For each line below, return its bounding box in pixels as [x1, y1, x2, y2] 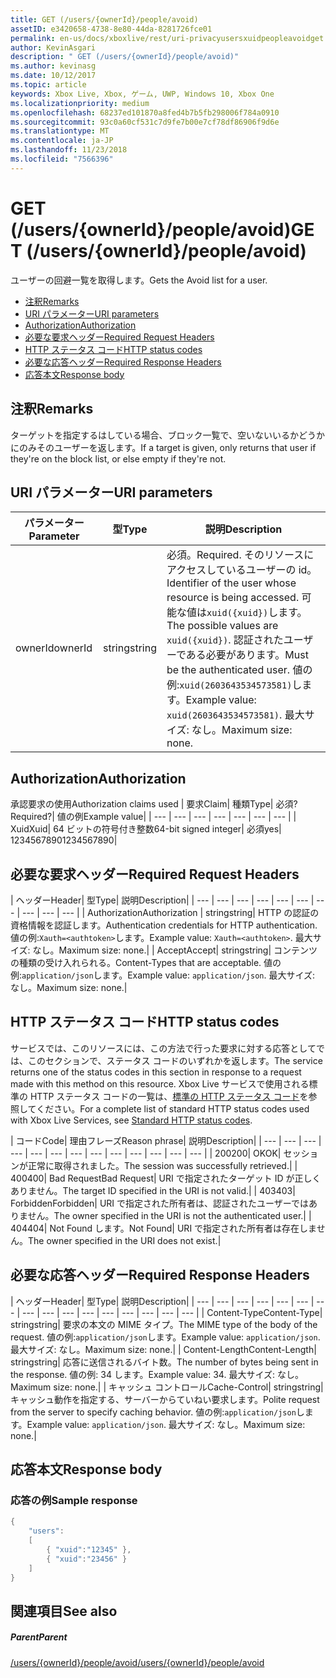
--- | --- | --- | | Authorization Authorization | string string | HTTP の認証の [21, 906, 320, 918]
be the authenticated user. [166, 663, 291, 677]
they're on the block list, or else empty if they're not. [10, 452, 227, 465]
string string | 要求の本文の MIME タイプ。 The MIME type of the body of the [10, 1318, 318, 1330]
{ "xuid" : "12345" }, [46, 1544, 132, 1555]
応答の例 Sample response [10, 1493, 138, 1507]
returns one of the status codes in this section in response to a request [10, 1066, 302, 1078]
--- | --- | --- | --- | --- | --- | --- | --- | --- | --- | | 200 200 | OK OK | [10, 1147, 282, 1159]
